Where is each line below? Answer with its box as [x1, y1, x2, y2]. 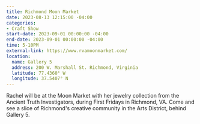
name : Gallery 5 [11, 59, 52, 65]
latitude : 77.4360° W [11, 70, 66, 76]
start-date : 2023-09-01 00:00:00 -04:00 [6, 31, 109, 37]
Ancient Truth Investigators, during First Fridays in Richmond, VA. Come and [6, 98, 195, 105]
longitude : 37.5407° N [11, 75, 68, 81]
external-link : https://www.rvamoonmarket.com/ [6, 48, 128, 54]
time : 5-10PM [6, 43, 39, 49]
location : [6, 53, 31, 59]
